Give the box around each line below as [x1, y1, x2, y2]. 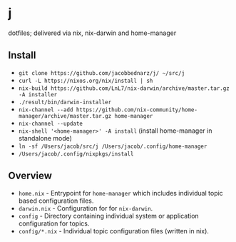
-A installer [18, 91, 58, 98]
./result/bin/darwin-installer [18, 99, 112, 106]
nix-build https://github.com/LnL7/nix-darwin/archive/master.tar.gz [18, 84, 230, 92]
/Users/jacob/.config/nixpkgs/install [18, 150, 134, 158]
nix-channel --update [18, 120, 83, 127]
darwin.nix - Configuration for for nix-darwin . [18, 203, 153, 212]
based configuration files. [18, 196, 94, 205]
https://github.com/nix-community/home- [76, 106, 198, 114]
